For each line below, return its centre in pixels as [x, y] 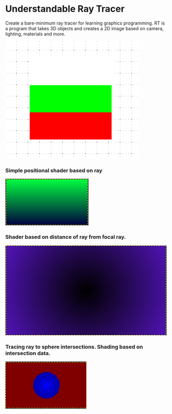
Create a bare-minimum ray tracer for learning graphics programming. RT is [85, 23]
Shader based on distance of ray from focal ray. [66, 237]
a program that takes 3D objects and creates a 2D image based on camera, [84, 28]
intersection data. [28, 353]
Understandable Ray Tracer [65, 9]
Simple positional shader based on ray [54, 170]
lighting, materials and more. [35, 34]
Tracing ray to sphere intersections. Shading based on [74, 347]
